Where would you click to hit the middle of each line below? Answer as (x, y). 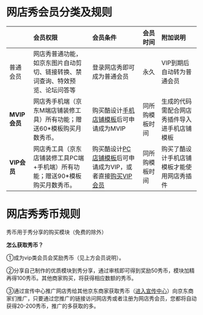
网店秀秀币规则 (43, 214)
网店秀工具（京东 (57, 148)
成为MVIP (112, 129)
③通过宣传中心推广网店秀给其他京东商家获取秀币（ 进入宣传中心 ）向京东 (97, 291)
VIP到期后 (175, 63)
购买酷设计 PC (111, 148)
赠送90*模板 (63, 176)
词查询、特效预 (54, 81)
